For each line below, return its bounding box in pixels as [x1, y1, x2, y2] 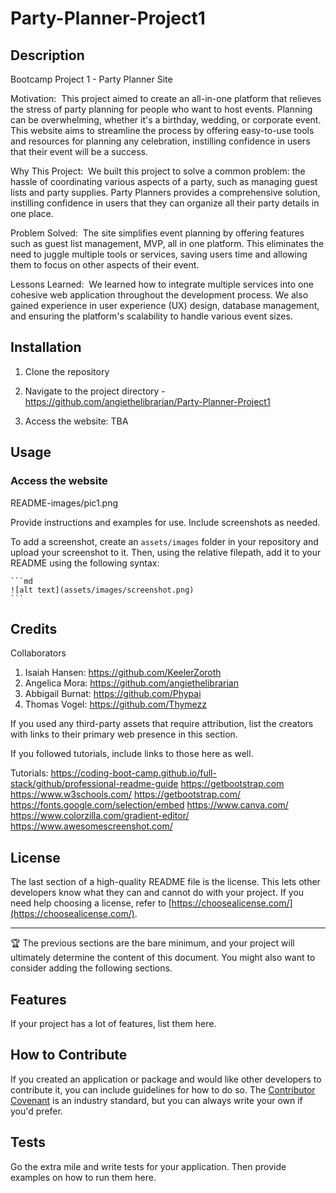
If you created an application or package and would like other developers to [10, 1073, 322, 1085]
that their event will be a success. [10, 146, 148, 157]
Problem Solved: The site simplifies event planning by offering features [10, 227, 305, 239]
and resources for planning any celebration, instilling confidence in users [10, 135, 311, 147]
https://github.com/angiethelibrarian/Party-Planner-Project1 [24, 395, 271, 407]
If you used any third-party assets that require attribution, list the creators [10, 718, 314, 730]
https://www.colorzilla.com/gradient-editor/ [10, 810, 190, 822]
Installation [10, 339, 82, 356]
